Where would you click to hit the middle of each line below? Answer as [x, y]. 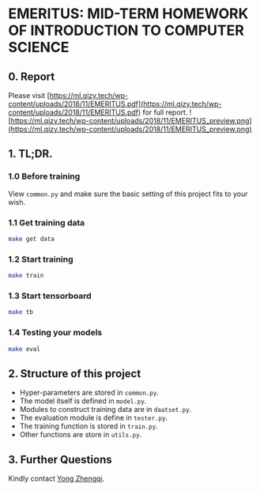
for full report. [165, 112]
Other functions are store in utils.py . [81, 435]
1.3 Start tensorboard [50, 296]
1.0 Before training [44, 176]
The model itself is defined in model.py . [83, 401]
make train [26, 276]
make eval [24, 349]
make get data [32, 239]
